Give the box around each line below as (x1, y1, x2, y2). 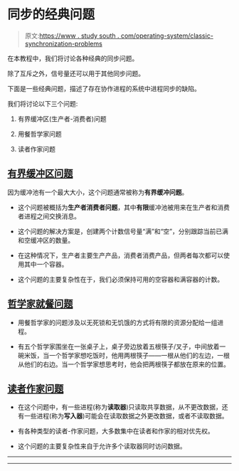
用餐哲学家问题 (17, 129, 62, 138)
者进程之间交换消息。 (17, 211, 80, 221)
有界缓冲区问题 (7, 168, 73, 180)
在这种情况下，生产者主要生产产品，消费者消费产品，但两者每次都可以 (17, 250, 224, 260)
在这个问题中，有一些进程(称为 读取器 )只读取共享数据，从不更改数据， (17, 403, 223, 411)
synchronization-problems (24, 39, 103, 48)
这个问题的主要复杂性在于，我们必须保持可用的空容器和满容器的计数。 (17, 275, 224, 283)
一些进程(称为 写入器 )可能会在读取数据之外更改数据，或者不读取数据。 (23, 412, 229, 420)
